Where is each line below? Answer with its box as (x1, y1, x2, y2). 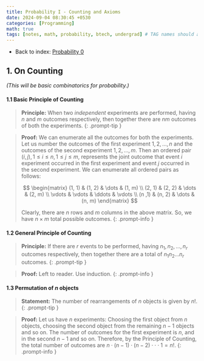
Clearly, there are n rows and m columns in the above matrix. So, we (21, 209, 192, 216)
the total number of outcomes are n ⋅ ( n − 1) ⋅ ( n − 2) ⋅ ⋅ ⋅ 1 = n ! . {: (21, 342, 182, 349)
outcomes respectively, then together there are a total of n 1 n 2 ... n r (21, 251, 185, 259)
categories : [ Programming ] (6, 20, 75, 26)
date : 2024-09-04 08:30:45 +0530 (6, 15, 91, 21)
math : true (6, 25, 34, 32)
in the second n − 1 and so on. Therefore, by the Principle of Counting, (21, 335, 197, 343)
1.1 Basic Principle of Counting (6, 95, 84, 103)
